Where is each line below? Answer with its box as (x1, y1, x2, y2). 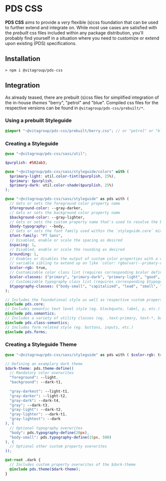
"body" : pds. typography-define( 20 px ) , (9, 430, 90, 435)
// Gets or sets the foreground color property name (9, 201, 121, 206)
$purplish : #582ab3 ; (5, 160, 48, 165)
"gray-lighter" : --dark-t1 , (9, 412, 68, 417)
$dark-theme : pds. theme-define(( (5, 366, 74, 371)
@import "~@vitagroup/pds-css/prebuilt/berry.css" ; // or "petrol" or (5, 128, 154, 133)
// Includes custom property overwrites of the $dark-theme (9, 462, 136, 467)
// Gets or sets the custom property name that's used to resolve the (9, 219, 158, 224)
